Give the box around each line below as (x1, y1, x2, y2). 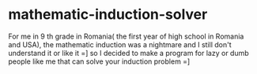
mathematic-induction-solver (8, 6, 208, 24)
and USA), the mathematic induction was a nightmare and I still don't (8, 39, 232, 49)
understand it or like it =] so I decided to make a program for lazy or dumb (8, 48, 249, 57)
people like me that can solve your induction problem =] (8, 57, 191, 66)
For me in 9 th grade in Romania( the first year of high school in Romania (8, 31, 244, 41)
